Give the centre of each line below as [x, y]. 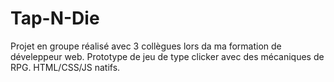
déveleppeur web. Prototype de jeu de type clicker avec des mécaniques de [167, 56]
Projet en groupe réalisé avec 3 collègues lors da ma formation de [146, 46]
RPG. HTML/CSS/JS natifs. [65, 67]
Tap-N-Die [55, 18]
